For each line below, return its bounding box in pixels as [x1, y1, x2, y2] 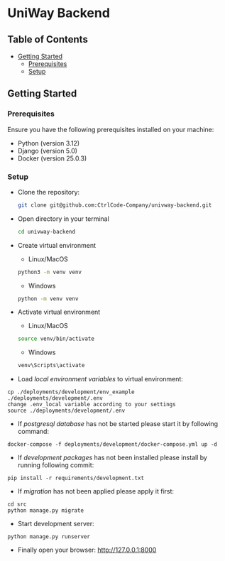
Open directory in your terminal [17, 214, 110, 223]
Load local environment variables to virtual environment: [17, 375, 183, 383]
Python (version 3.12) [17, 138, 80, 147]
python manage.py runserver [7, 533, 91, 540]
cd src [7, 501, 27, 508]
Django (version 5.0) [17, 146, 78, 155]
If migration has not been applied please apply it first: [17, 487, 175, 496]
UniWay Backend [7, 5, 110, 21]
